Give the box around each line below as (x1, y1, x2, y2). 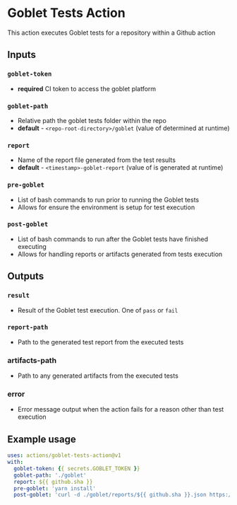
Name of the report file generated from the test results (17, 156, 176, 164)
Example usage (7, 433, 76, 445)
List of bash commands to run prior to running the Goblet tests (17, 195, 200, 204)
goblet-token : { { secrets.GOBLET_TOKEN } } (13, 465, 140, 472)
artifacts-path (7, 355, 57, 365)
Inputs (7, 49, 37, 61)
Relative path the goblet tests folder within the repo (17, 116, 167, 124)
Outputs (7, 270, 44, 282)
